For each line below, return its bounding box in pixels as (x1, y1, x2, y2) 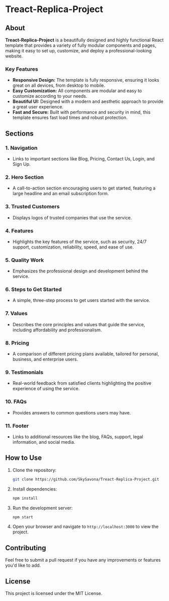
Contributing (5, 544, 46, 552)
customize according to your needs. (12, 93, 88, 99)
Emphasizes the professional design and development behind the (12, 268, 148, 274)
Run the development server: (12, 505, 73, 511)
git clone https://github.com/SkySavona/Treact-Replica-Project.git (12, 476, 159, 482)
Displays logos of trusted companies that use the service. (12, 214, 132, 220)
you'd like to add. (5, 562, 41, 568)
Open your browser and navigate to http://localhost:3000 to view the (12, 523, 159, 530)
